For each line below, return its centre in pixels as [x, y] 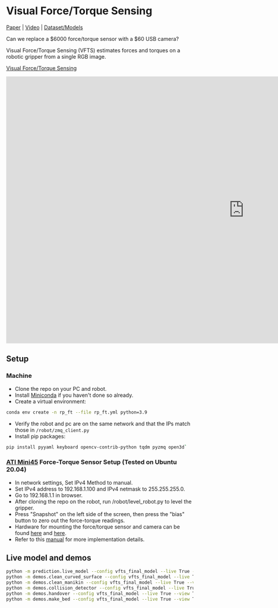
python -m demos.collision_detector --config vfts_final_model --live [95, 588]
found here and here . [40, 533]
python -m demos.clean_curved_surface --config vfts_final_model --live [98, 577]
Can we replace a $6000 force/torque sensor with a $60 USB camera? [93, 39]
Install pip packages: [40, 436]
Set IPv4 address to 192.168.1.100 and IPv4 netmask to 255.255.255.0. [100, 489]
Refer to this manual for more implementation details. [80, 539]
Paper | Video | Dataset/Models [45, 27]
